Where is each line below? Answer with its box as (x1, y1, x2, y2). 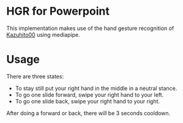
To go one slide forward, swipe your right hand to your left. (15, 91, 164, 99)
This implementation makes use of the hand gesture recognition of (6, 24, 174, 32)
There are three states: (6, 72, 64, 80)
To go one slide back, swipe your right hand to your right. (15, 97, 160, 105)
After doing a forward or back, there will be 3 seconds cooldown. (6, 109, 171, 117)
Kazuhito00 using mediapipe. (6, 31, 81, 38)
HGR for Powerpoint (6, 4, 110, 18)
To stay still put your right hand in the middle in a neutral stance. (15, 84, 177, 92)
